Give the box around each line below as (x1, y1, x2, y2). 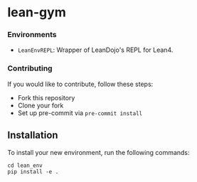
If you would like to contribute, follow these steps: (7, 80, 154, 88)
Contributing (7, 63, 53, 73)
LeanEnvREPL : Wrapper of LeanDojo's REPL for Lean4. (17, 45, 174, 54)
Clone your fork (17, 101, 64, 109)
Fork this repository (17, 93, 75, 102)
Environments (7, 30, 57, 40)
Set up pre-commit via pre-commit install (17, 108, 143, 117)
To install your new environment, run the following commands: (7, 148, 190, 156)
